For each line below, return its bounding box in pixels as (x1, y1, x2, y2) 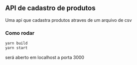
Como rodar (5, 29, 35, 36)
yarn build (5, 41, 28, 46)
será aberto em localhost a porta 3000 (5, 54, 85, 60)
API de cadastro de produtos (5, 4, 96, 12)
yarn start (5, 45, 28, 50)
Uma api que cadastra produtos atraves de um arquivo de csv (5, 17, 132, 23)
